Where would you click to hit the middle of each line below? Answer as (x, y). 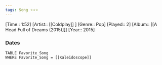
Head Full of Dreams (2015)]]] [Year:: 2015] (50, 29)
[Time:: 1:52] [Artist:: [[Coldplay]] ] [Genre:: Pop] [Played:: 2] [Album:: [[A (81, 24)
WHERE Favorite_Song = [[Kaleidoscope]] (49, 57)
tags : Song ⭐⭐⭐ (22, 10)
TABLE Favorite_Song (27, 53)
